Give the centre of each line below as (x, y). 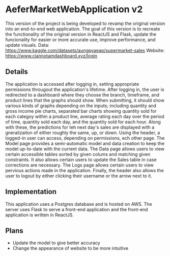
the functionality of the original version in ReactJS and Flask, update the (81, 34)
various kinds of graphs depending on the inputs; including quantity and (81, 106)
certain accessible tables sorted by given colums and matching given (78, 154)
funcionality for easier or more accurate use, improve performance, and (80, 40)
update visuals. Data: (27, 45)
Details (17, 72)
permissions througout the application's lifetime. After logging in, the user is (85, 89)
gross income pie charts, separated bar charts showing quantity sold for (81, 111)
